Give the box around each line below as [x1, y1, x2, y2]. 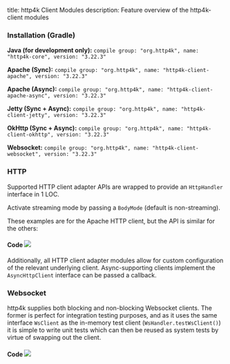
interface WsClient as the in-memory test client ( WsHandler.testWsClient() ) [7, 318, 221, 327]
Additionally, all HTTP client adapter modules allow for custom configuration [7, 256, 224, 264]
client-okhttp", [7, 131, 54, 138]
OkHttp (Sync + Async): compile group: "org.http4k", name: [7, 124, 184, 132]
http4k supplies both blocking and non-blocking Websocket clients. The [7, 304, 213, 312]
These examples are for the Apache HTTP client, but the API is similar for [7, 217, 215, 225]
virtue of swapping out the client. [7, 334, 102, 342]
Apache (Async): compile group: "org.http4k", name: [7, 85, 164, 93]
